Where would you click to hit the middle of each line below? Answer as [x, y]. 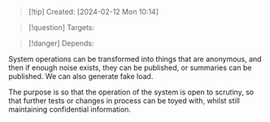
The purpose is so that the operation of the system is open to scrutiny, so [131, 92]
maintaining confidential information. [70, 109]
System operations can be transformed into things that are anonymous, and [135, 59]
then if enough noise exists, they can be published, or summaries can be [130, 68]
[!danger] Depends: [61, 43]
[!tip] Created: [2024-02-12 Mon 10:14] [94, 12]
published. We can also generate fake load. [81, 76]
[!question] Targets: [61, 27]
